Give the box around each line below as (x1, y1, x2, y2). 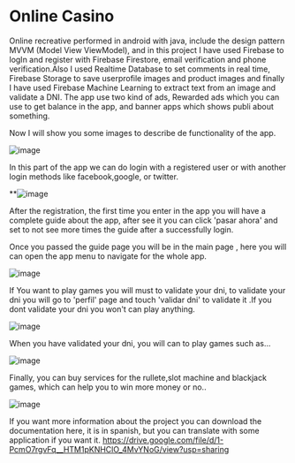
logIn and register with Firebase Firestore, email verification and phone (9, 54, 267, 65)
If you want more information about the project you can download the (9, 415, 262, 426)
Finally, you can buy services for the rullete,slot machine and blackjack (9, 372, 268, 383)
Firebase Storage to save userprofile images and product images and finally (9, 72, 285, 83)
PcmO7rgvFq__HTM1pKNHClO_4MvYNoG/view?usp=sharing (9, 444, 230, 454)
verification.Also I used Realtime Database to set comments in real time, (9, 64, 271, 74)
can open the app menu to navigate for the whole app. (9, 250, 208, 262)
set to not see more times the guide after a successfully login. (9, 224, 234, 235)
